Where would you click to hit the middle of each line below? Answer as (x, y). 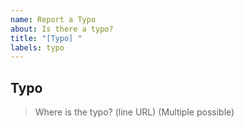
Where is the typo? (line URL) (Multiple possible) (134, 112)
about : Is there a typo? (62, 29)
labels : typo (37, 47)
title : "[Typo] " (46, 38)
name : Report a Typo (53, 19)
